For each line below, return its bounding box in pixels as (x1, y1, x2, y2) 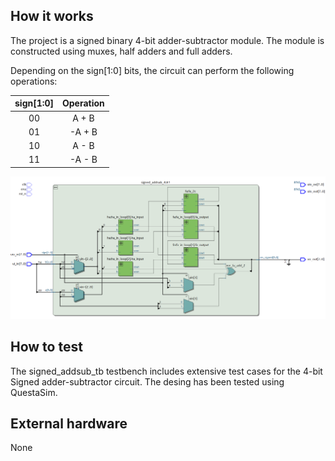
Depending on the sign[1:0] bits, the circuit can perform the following (10, 64, 295, 76)
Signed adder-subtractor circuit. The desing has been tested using (10, 375, 285, 388)
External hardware (10, 415, 128, 432)
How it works (10, 8, 94, 25)
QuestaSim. (10, 386, 58, 398)
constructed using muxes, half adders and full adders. (10, 45, 233, 57)
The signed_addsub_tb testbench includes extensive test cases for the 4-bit (10, 365, 323, 377)
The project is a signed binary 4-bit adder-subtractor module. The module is (10, 34, 325, 46)
